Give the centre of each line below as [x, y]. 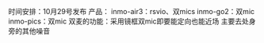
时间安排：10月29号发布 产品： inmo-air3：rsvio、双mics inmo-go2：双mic [132, 11]
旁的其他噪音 [29, 31]
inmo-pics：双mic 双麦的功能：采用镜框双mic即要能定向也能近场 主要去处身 [132, 21]
